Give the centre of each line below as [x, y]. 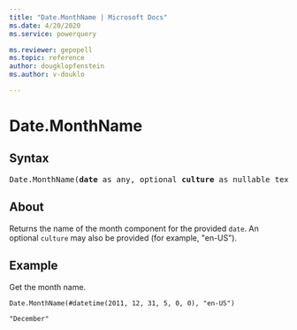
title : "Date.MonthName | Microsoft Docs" [88, 17]
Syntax [29, 159]
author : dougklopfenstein [57, 66]
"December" [29, 318]
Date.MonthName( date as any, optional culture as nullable [140, 179]
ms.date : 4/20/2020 [45, 26]
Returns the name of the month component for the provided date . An [134, 228]
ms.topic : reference [47, 58]
